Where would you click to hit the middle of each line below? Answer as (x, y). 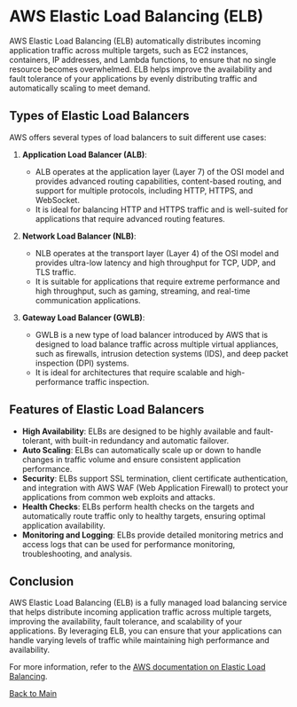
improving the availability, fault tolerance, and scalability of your (126, 622)
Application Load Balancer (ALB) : (85, 154)
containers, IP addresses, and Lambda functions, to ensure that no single (143, 59)
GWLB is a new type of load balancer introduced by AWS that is (152, 334)
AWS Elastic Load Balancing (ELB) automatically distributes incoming (135, 41)
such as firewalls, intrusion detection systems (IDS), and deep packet (162, 353)
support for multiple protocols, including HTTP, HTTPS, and (144, 190)
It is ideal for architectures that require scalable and (129, 372)
